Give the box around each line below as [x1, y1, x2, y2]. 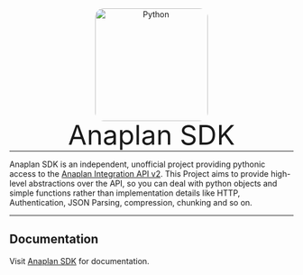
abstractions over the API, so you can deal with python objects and [28, 179, 278, 188]
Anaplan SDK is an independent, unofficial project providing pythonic [9, 159, 266, 170]
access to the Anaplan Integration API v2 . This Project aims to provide [9, 169, 269, 179]
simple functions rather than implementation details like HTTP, [9, 188, 241, 198]
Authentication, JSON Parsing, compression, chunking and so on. [9, 197, 252, 207]
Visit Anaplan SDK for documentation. [9, 255, 151, 266]
